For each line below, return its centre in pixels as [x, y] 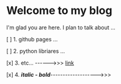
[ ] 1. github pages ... [32, 39]
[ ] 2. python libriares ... [36, 51]
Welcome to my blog [59, 11]
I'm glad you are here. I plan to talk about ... [61, 27]
